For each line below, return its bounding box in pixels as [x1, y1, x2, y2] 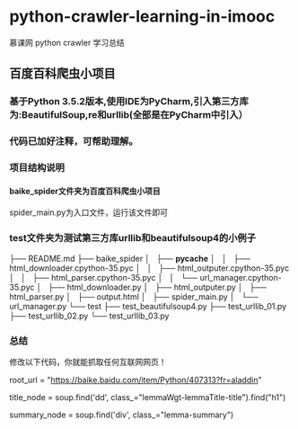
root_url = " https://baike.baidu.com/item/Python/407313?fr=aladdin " [9, 374, 262, 385]
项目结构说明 [9, 162, 66, 174]
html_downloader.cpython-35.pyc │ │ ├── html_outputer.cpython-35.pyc [9, 263, 290, 273]
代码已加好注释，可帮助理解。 [9, 135, 139, 147]
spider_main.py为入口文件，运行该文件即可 [9, 207, 169, 218]
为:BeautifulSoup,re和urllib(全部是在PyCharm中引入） [9, 109, 249, 121]
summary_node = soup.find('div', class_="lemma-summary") [9, 409, 234, 420]
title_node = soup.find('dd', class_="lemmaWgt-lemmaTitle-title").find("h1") [9, 391, 286, 402]
